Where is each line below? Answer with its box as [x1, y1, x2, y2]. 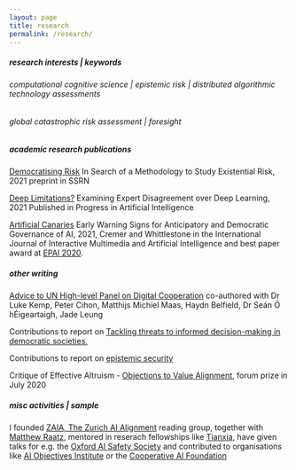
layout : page [9, 12, 58, 22]
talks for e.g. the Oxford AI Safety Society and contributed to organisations [9, 441, 282, 451]
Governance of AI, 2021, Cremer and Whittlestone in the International [9, 228, 261, 239]
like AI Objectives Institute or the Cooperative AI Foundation [9, 450, 228, 461]
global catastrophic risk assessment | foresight [9, 116, 182, 127]
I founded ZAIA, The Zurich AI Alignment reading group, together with [9, 422, 264, 433]
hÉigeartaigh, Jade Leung [9, 309, 104, 319]
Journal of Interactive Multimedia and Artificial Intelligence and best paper [9, 238, 280, 248]
